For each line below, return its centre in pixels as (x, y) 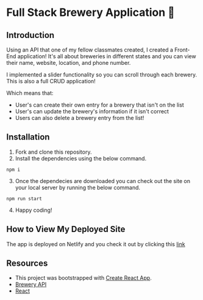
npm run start (24, 198)
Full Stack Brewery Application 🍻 (91, 13)
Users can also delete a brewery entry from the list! (80, 118)
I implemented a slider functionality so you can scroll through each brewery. (101, 75)
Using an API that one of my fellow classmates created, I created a (90, 50)
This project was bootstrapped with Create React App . (84, 278)
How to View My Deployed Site (66, 229)
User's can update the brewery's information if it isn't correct (92, 111)
